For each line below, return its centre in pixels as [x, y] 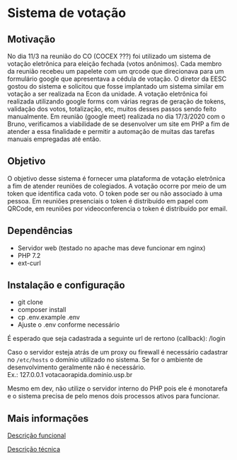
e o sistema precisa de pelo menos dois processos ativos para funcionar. [114, 396]
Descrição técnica [34, 449]
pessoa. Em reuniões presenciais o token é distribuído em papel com [108, 201]
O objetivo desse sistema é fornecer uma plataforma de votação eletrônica [116, 178]
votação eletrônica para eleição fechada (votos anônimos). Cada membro [115, 64]
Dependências [40, 231]
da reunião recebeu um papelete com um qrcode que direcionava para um [116, 71]
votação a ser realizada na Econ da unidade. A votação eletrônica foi [108, 94]
